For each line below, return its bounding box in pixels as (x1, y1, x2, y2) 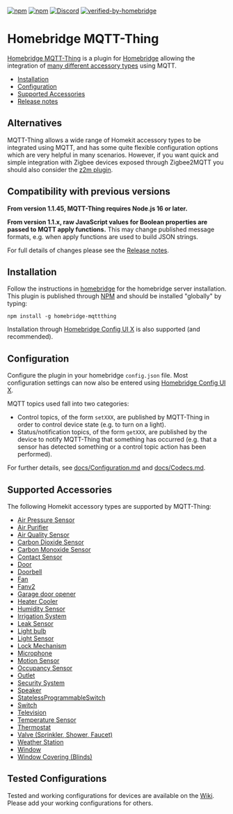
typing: (7, 300, 28, 308)
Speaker (17, 686, 42, 694)
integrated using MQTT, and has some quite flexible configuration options (7, 143, 218, 151)
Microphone (17, 649, 52, 657)
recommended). (7, 332, 54, 341)
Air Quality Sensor (17, 530, 70, 539)
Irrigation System (17, 612, 67, 620)
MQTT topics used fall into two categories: (7, 399, 129, 408)
